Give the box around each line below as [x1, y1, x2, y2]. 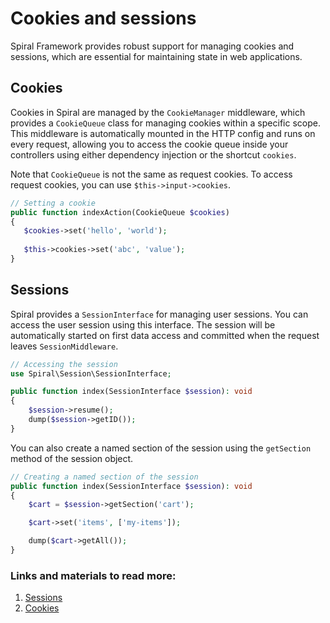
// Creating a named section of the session [10, 472, 199, 482]
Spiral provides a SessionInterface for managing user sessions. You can [10, 308, 309, 320]
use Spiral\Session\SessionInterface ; [10, 368, 172, 379]
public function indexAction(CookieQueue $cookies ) [10, 207, 230, 217]
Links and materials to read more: [10, 568, 177, 582]
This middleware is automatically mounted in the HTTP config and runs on [10, 127, 316, 139]
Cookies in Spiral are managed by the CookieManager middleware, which [10, 106, 306, 118]
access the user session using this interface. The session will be [10, 318, 276, 331]
